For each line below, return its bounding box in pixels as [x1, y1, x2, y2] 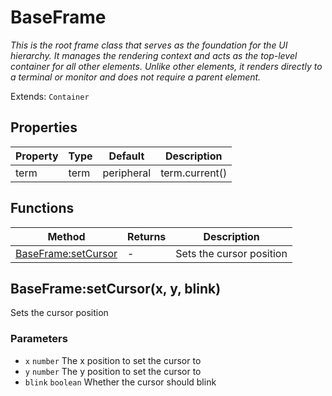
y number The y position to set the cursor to [24, 365, 202, 377]
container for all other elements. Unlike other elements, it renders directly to [10, 60, 323, 72]
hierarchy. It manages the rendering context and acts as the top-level [10, 49, 298, 61]
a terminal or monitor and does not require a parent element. [10, 71, 262, 83]
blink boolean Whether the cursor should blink [24, 376, 217, 388]
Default [108, 149, 145, 163]
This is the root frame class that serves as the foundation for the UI [10, 39, 288, 51]
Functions [10, 200, 75, 217]
